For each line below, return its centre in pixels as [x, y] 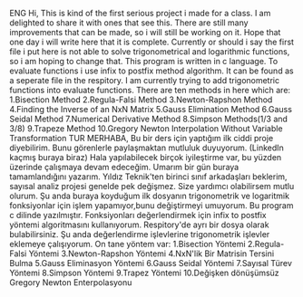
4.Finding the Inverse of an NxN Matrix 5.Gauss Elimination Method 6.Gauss [151, 109]
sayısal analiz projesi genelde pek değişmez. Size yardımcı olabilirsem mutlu [152, 186]
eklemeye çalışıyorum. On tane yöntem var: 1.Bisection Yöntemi [128, 244]
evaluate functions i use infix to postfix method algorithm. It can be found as [151, 71]
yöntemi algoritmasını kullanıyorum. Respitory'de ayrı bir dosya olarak [139, 225]
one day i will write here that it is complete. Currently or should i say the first [152, 42]
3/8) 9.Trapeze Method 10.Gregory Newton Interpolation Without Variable [146, 129]
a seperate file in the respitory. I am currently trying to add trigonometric [144, 80]
